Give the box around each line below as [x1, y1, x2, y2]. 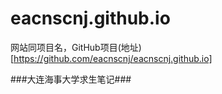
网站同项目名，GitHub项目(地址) [10, 41, 142, 53]
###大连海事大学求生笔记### [10, 73, 132, 85]
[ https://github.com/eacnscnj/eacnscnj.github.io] [10, 52, 213, 64]
